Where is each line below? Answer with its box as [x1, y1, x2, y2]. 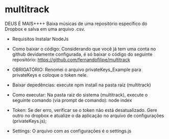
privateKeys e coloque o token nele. [12, 72, 88, 78]
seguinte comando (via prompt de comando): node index [12, 97, 132, 103]
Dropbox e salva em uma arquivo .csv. [5, 26, 85, 32]
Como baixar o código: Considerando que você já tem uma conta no [12, 45, 156, 52]
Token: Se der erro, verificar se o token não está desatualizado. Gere [12, 107, 158, 113]
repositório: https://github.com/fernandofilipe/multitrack [12, 56, 131, 62]
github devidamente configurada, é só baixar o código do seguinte [12, 51, 153, 57]
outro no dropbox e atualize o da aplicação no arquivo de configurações [12, 112, 164, 119]
